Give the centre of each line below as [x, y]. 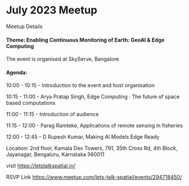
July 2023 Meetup [52, 10]
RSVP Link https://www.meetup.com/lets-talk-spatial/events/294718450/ [94, 177]
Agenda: [17, 72]
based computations [31, 103]
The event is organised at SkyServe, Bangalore [63, 59]
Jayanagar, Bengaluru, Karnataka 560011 [55, 154]
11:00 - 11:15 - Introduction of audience [52, 114]
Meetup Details [24, 26]
